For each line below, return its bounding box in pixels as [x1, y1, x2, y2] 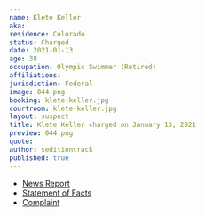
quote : [9, 137, 34, 146]
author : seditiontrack [9, 145, 93, 154]
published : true [9, 153, 69, 163]
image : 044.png [9, 87, 66, 96]
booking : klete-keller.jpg [9, 95, 109, 105]
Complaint [21, 196, 60, 207]
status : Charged [9, 37, 69, 47]
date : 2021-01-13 [9, 46, 74, 55]
